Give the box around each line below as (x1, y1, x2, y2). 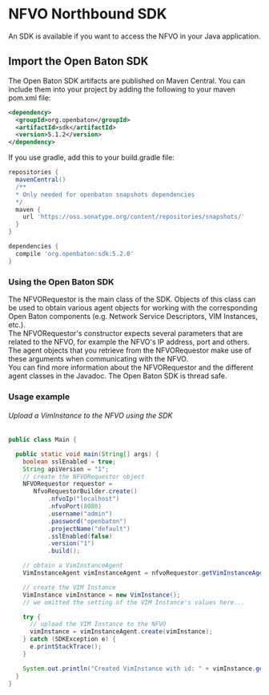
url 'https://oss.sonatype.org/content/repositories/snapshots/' (22, 213, 246, 221)
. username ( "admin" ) (47, 510, 113, 518)
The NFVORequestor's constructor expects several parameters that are (8, 328, 243, 337)
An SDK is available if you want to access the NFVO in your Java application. (8, 31, 261, 41)
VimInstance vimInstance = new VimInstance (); (22, 591, 181, 599)
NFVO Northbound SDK (8, 5, 167, 23)
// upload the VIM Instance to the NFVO (29, 620, 167, 628)
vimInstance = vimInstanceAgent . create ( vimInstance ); (29, 628, 214, 636)
